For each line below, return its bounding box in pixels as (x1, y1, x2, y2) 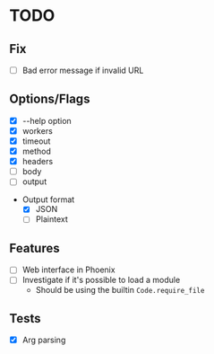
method (21, 146, 52, 157)
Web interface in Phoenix (21, 264, 116, 275)
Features (9, 240, 60, 256)
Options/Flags (9, 92, 90, 107)
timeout (21, 136, 51, 146)
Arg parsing (21, 334, 66, 346)
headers (21, 156, 54, 167)
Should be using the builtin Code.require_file (35, 285, 205, 296)
